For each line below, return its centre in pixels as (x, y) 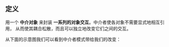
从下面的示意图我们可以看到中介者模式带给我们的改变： (63, 39)
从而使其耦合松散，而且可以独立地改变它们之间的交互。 (73, 28)
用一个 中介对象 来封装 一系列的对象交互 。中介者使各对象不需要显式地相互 (83, 22)
